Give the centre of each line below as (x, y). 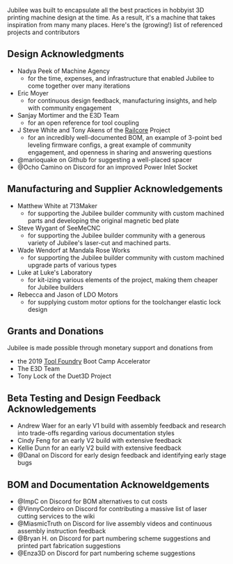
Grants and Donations (56, 331)
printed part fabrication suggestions (69, 546)
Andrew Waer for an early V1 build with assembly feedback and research (121, 426)
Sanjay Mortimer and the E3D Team (68, 115)
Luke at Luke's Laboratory (55, 272)
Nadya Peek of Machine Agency (63, 71)
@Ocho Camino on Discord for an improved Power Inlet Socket (107, 167)
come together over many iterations (79, 86)
